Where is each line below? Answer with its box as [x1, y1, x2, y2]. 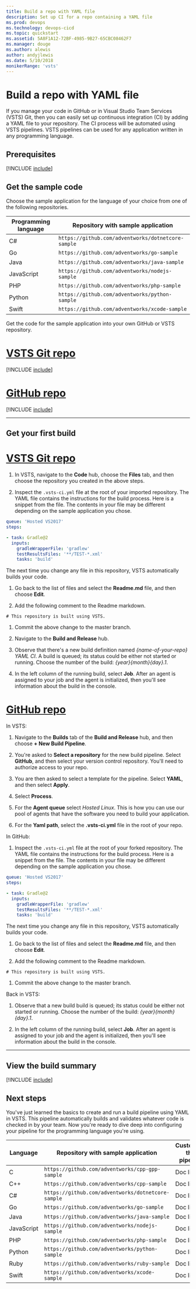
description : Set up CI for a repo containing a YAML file [6, 14, 153, 20]
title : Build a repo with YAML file [6, 8, 95, 15]
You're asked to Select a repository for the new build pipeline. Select [14, 752, 181, 759]
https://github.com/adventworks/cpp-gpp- [44, 1165, 161, 1173]
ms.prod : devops [6, 19, 45, 25]
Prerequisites [6, 149, 56, 159]
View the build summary [6, 1061, 97, 1071]
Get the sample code [6, 182, 83, 192]
